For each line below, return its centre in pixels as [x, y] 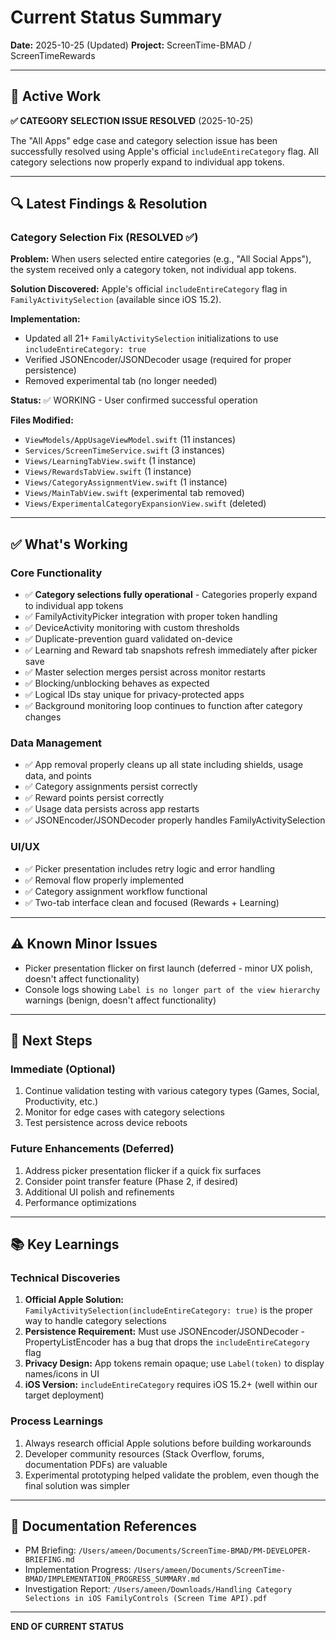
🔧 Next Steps [51, 1040]
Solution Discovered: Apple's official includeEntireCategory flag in [149, 289]
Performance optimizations [80, 1202]
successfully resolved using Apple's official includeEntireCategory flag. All [164, 151]
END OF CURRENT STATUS [67, 1627]
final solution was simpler [77, 1485]
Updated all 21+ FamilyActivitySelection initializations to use [151, 338]
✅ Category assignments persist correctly [111, 787]
